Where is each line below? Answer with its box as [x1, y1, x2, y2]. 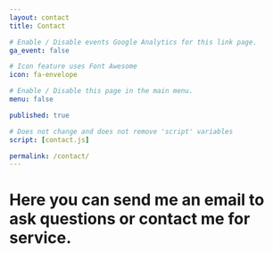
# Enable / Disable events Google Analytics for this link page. [9, 38, 257, 46]
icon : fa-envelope [9, 71, 78, 80]
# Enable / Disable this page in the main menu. [9, 87, 194, 96]
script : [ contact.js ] [9, 135, 90, 144]
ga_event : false [9, 46, 70, 55]
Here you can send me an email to [9, 190, 265, 210]
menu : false [9, 95, 54, 104]
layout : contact [9, 13, 70, 22]
